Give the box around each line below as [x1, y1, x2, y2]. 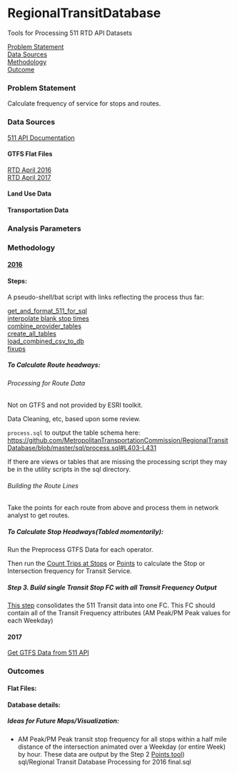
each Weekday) [7, 616, 54, 625]
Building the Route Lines [7, 481, 79, 490]
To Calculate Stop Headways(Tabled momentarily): [7, 527, 164, 536]
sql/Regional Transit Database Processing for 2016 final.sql [17, 757, 191, 766]
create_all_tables [7, 329, 57, 338]
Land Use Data [7, 189, 52, 198]
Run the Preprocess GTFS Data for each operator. [7, 545, 153, 554]
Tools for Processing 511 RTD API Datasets [7, 29, 133, 37]
